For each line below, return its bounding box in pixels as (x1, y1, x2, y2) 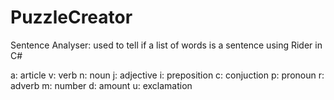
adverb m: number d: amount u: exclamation (10, 79, 193, 91)
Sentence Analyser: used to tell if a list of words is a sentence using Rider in (10, 39, 323, 51)
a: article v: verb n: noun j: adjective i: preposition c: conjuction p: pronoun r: (10, 69, 325, 81)
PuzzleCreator (10, 6, 133, 29)
